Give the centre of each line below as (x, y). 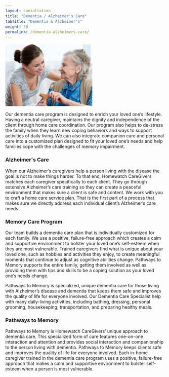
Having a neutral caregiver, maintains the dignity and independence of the (82, 120)
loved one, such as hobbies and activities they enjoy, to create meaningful (82, 254)
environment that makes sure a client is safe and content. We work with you (84, 192)
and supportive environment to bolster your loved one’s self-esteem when (82, 243)
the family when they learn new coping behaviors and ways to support (79, 130)
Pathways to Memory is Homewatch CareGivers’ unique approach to (77, 331)
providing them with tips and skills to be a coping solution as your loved (80, 270)
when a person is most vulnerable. (58, 369)
